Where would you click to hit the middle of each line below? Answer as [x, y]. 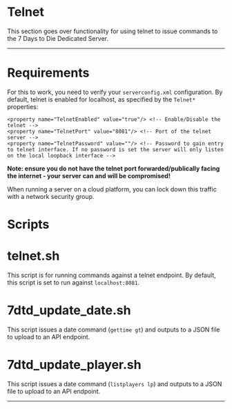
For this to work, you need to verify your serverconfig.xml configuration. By [115, 92]
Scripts [28, 225]
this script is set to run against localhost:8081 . [74, 283]
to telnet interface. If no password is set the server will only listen [116, 149]
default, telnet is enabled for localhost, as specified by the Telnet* [101, 99]
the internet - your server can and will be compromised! [89, 175]
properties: [23, 106]
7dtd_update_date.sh [69, 311]
